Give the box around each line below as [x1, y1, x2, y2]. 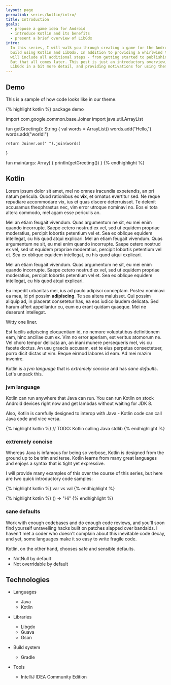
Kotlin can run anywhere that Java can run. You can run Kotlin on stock [6, 395, 154, 401]
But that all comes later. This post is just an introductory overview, [10, 59, 167, 64]
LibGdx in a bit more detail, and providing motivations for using [10, 64, 156, 69]
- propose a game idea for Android [10, 26, 86, 31]
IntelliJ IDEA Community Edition [20, 674, 87, 680]
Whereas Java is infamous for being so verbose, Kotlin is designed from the [6, 450, 164, 456]
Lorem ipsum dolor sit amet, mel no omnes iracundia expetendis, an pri [6, 188, 154, 194]
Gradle [20, 654, 35, 660]
